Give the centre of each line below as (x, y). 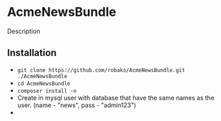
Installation (32, 53)
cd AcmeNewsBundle (44, 84)
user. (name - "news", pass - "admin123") (77, 105)
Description (24, 31)
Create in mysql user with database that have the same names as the (116, 97)
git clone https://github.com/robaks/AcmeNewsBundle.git (101, 70)
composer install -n (47, 91)
